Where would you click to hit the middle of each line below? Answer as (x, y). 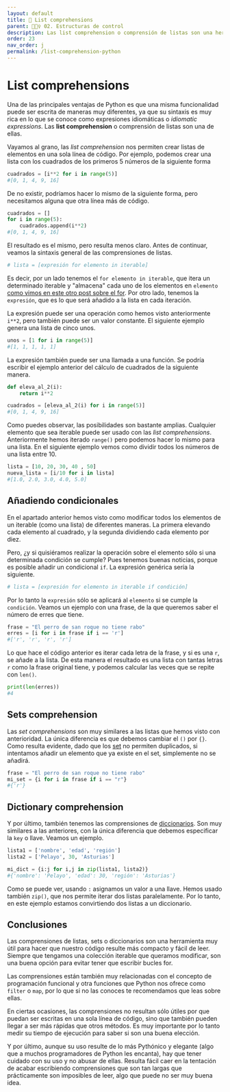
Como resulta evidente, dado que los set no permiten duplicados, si (102, 746)
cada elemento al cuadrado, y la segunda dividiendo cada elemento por (108, 532)
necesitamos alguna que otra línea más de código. (78, 201)
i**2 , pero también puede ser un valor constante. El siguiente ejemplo (106, 320)
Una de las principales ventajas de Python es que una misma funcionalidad (113, 104)
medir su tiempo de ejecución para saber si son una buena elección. (103, 1033)
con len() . (22, 674)
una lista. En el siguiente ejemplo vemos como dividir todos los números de (113, 447)
